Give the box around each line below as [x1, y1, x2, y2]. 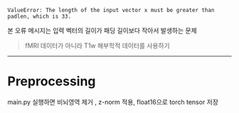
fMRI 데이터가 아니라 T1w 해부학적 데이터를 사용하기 [24, 41, 170, 50]
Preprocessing [7, 73, 96, 90]
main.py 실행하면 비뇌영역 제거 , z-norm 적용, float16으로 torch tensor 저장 [7, 97, 219, 106]
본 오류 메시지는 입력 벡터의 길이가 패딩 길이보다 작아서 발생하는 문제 [7, 26, 197, 35]
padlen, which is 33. [7, 13, 72, 20]
